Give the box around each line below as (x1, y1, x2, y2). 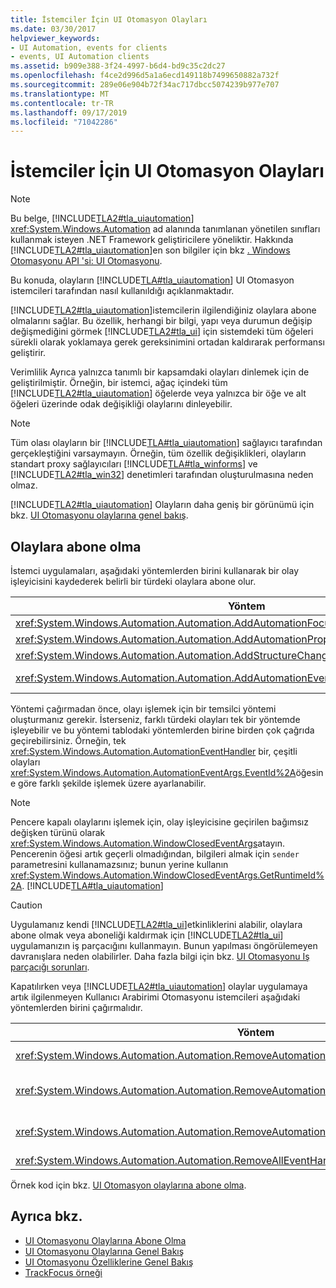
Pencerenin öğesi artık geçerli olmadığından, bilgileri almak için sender (10, 848, 300, 860)
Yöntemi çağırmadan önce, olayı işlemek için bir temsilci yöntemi (10, 703, 277, 715)
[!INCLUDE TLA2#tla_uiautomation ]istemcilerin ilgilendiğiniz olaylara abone (10, 304, 317, 316)
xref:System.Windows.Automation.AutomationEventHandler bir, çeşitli (10, 746, 298, 757)
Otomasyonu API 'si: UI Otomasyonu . (10, 255, 163, 267)
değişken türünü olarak (10, 827, 106, 838)
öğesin (295, 767, 324, 778)
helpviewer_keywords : (10, 33, 101, 43)
